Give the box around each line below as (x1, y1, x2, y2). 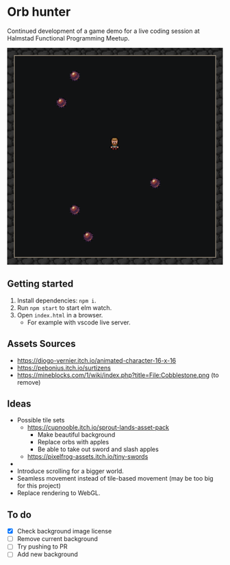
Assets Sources (7, 338, 77, 350)
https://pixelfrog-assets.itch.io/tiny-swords (27, 453, 149, 461)
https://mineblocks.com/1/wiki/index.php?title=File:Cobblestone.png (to (16, 371, 219, 379)
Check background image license (16, 527, 112, 536)
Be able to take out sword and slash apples (37, 445, 159, 453)
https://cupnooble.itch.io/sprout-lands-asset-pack (27, 423, 170, 432)
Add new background (16, 550, 79, 559)
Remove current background (16, 535, 98, 543)
